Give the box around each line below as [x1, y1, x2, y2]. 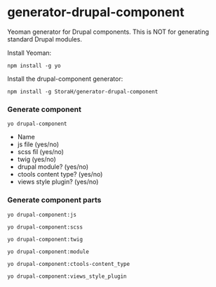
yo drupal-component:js [7, 211, 77, 218]
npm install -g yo [7, 62, 61, 69]
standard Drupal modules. [7, 34, 83, 43]
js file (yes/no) [17, 140, 60, 148]
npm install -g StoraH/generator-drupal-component [7, 88, 158, 95]
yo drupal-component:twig [7, 236, 83, 243]
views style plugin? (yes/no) [17, 177, 99, 186]
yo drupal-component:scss [7, 223, 83, 231]
